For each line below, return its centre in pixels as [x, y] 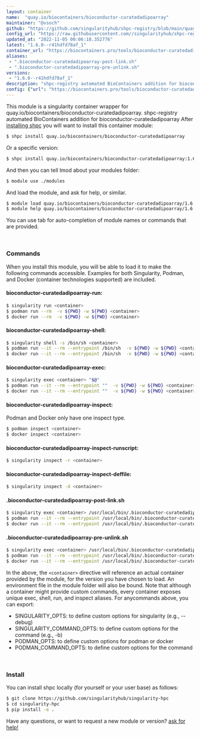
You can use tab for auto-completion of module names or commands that [96, 220]
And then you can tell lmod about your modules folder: [73, 170]
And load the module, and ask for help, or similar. [66, 192]
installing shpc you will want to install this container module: [80, 125]
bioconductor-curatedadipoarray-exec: [56, 367]
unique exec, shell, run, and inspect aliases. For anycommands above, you [97, 598]
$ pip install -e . [30, 710]
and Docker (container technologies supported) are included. [81, 279]
